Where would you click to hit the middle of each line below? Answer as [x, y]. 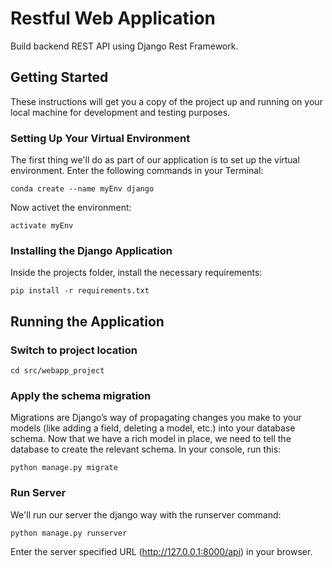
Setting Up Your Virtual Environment [100, 138]
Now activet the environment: [71, 208]
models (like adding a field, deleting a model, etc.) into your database [153, 428]
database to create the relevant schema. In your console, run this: [146, 449]
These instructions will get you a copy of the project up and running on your [166, 101]
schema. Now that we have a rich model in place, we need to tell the [151, 439]
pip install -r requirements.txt [80, 291]
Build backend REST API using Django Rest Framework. [124, 46]
